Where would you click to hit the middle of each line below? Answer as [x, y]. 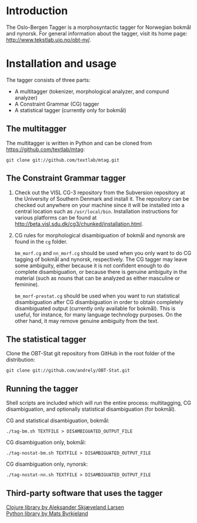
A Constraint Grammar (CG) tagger [57, 104]
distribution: [21, 360]
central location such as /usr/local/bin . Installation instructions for [96, 211]
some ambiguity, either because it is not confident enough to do [92, 265]
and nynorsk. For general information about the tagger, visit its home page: [97, 33]
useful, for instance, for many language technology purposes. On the [98, 315]
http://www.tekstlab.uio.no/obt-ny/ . [49, 40]
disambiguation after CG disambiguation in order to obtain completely [99, 302]
